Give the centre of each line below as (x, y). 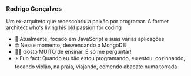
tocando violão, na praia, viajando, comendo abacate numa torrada (96, 67)
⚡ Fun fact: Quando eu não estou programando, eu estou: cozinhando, (100, 58)
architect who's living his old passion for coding (64, 27)
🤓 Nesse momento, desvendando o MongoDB (70, 45)
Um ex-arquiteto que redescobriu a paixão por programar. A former (88, 22)
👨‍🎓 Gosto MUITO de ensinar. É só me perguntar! (73, 52)
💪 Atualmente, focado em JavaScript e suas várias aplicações (89, 39)
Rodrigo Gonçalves (34, 9)
